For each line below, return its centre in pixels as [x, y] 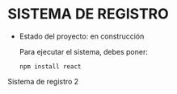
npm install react [50, 66]
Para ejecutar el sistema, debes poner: [84, 51]
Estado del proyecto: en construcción [82, 36]
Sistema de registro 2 [43, 81]
